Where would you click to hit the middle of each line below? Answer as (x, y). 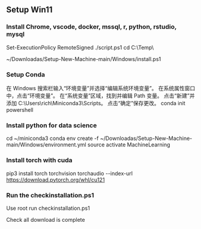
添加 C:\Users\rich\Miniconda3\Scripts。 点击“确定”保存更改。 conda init (96, 103)
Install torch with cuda (40, 160)
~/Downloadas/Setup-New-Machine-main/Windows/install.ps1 (84, 59)
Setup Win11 (29, 10)
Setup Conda (25, 74)
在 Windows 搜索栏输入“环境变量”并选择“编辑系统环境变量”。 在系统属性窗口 (101, 88)
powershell (20, 109)
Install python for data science (52, 125)
